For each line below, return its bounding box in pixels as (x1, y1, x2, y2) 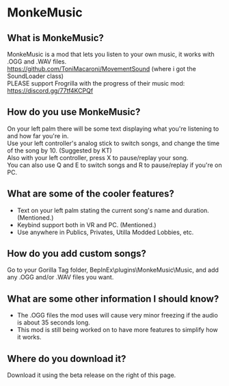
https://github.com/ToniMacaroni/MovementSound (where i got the (7, 65, 196, 73)
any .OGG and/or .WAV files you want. (7, 273, 114, 281)
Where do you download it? (7, 352, 126, 364)
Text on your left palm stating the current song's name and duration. (16, 206, 210, 214)
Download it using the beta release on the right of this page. (7, 371, 176, 379)
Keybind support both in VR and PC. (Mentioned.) (16, 220, 157, 229)
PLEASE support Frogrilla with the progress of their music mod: (7, 79, 185, 87)
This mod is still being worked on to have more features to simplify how (16, 326, 219, 334)
